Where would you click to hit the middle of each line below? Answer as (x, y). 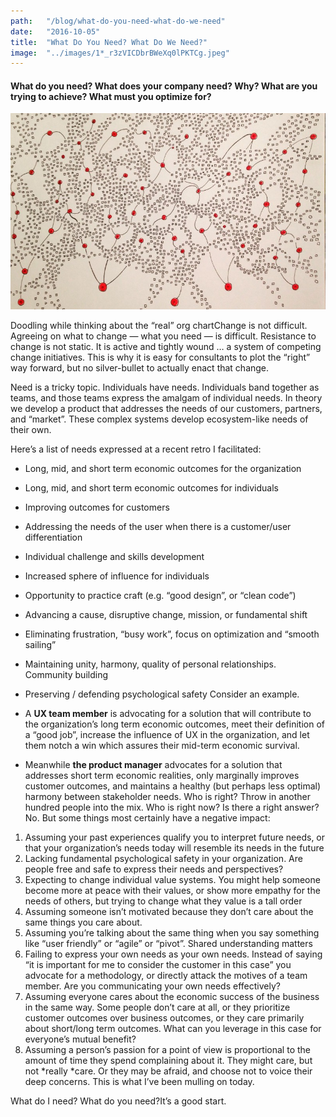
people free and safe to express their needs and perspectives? (154, 869)
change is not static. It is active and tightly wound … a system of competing (166, 346)
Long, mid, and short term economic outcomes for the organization (163, 468)
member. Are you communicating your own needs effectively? (152, 986)
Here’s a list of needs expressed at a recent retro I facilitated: (136, 449)
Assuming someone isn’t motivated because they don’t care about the (169, 911)
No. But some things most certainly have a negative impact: (147, 817)
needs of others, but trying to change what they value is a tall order (163, 901)
